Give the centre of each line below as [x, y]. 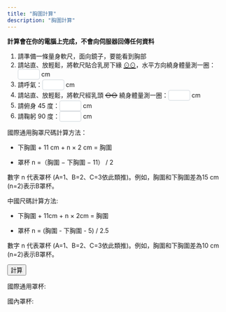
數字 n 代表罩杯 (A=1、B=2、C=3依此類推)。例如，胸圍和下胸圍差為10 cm [113, 245]
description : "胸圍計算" [41, 20]
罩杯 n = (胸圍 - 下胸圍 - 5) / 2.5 [63, 230]
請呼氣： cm [46, 84]
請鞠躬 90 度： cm [55, 116]
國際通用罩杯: [27, 286]
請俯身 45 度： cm [55, 105]
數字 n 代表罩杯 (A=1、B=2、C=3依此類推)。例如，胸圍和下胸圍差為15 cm [113, 177]
